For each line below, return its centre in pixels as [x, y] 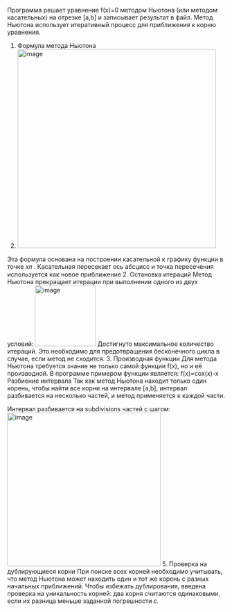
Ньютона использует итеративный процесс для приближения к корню [112, 25]
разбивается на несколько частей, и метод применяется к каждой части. [116, 396]
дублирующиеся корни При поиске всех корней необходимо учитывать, [115, 571]
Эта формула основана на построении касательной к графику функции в [115, 259]
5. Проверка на [185, 564]
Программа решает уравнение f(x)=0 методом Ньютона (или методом [113, 10]
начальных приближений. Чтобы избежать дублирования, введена [107, 586]
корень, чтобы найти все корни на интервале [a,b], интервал [97, 388]
